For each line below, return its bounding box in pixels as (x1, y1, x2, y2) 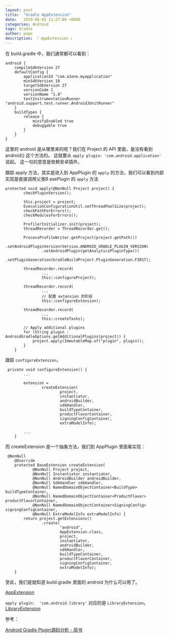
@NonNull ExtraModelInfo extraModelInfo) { (32, 511, 126, 517)
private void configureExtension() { (7, 367, 87, 372)
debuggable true (32, 123, 67, 128)
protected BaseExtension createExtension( (14, 462, 106, 467)
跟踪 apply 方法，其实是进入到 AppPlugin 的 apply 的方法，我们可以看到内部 (5, 169, 164, 176)
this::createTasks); (41, 316, 85, 321)
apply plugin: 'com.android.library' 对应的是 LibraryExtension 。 (5, 599, 149, 606)
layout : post (5, 7, 33, 13)
